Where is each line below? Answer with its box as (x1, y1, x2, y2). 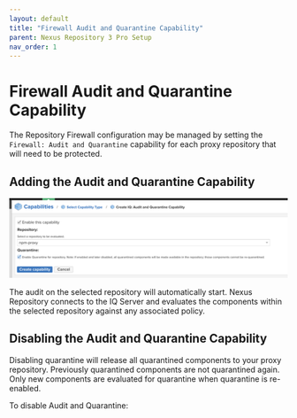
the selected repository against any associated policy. (9, 306, 206, 316)
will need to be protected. (9, 149, 103, 159)
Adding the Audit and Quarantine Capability (9, 174, 255, 190)
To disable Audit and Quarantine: (9, 399, 129, 411)
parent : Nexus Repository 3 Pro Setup (9, 33, 152, 42)
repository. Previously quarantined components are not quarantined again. (9, 364, 280, 375)
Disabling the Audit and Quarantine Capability (9, 331, 268, 346)
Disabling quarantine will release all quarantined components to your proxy (9, 354, 282, 365)
